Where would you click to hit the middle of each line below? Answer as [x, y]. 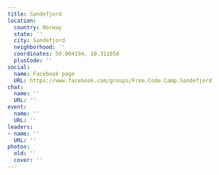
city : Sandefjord [40, 41]
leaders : [20, 127]
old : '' [25, 154]
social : [19, 67]
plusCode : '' [33, 61]
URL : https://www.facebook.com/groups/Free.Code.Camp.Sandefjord [113, 80]
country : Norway [38, 27]
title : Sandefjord [35, 14]
